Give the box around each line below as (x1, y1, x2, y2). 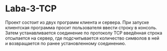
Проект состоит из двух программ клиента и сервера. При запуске (5, 19, 150, 25)
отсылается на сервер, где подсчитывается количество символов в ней (5, 35, 160, 41)
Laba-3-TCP (5, 3, 57, 14)
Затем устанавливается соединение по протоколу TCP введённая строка (5, 30, 163, 36)
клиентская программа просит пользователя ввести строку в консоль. (5, 24, 157, 30)
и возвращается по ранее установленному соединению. (5, 40, 126, 46)
